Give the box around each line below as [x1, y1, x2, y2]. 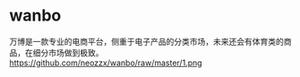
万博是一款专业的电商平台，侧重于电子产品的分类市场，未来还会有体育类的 [9, 36, 284, 47]
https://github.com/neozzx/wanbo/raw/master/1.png [9, 57, 203, 68]
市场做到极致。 [47, 47, 104, 58]
